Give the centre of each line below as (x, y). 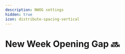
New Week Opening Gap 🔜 (62, 44)
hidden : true (19, 14)
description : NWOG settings (35, 10)
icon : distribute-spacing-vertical (42, 19)
